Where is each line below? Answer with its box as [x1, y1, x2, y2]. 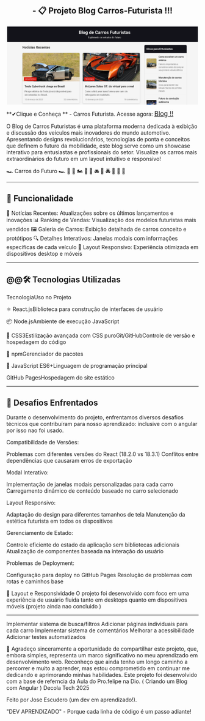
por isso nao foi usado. [6, 427, 64, 434]
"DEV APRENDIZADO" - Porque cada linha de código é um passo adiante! [6, 708, 192, 715]
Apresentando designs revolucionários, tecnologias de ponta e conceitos [6, 136, 190, 143]
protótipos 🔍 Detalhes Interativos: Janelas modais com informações [6, 235, 178, 242]
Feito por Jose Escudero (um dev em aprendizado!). [6, 696, 137, 703]
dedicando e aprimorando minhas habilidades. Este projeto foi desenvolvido [6, 671, 198, 678]
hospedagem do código [6, 338, 67, 346]
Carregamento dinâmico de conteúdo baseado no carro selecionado [6, 487, 179, 495]
